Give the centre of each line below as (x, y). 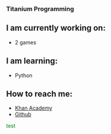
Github (23, 114)
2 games (26, 42)
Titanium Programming (40, 9)
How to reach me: (39, 94)
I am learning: (32, 61)
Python (23, 75)
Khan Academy (33, 108)
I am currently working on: (56, 28)
